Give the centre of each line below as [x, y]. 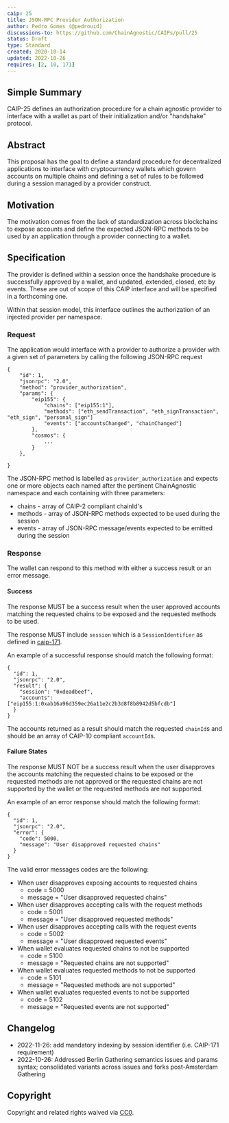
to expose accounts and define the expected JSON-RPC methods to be [108, 229]
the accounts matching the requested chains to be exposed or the [100, 774]
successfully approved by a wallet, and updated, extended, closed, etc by [111, 282]
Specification [36, 258]
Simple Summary [45, 92]
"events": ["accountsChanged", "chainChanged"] [113, 424]
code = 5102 [45, 999]
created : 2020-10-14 [37, 52]
